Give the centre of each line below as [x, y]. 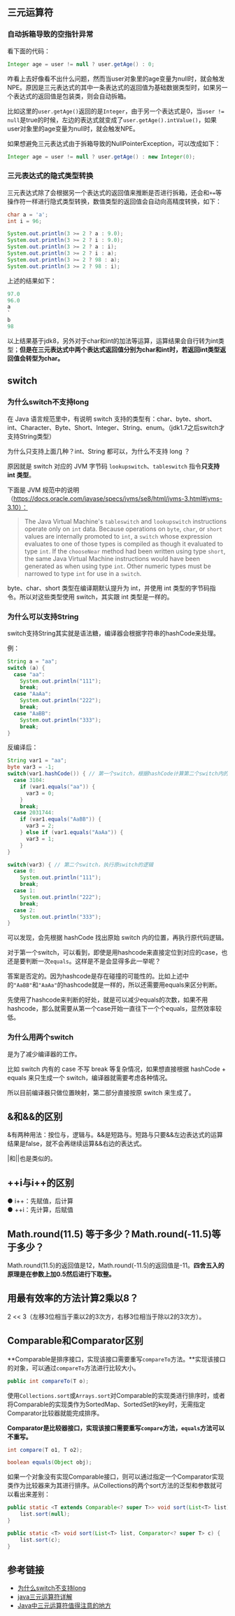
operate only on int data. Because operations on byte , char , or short [123, 529]
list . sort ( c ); [40, 1540]
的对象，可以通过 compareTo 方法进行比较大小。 [73, 1368]
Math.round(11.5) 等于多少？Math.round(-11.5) [109, 1234]
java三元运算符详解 [45, 1597]
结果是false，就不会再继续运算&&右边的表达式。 [76, 1144]
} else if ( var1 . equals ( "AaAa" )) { [72, 833]
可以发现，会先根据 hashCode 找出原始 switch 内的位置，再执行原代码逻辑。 [117, 938]
